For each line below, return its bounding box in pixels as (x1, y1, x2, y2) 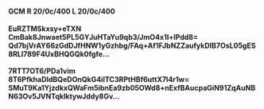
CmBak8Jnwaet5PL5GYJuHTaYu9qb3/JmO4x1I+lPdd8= (8, 33, 199, 42)
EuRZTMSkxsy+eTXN (8, 24, 82, 33)
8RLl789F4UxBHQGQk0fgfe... (8, 49, 110, 59)
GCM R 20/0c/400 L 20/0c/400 (8, 6, 115, 16)
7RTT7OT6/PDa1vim (8, 66, 76, 76)
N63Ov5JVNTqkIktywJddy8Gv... (8, 91, 121, 101)
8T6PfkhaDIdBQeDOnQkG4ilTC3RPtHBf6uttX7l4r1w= (8, 75, 190, 84)
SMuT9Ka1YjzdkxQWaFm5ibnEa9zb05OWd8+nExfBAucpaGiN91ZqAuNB (8, 84, 256, 93)
